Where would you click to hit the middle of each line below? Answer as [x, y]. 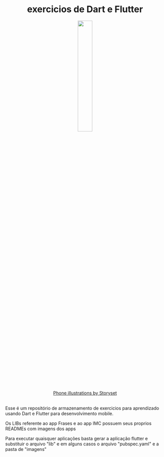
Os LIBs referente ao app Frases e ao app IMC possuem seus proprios [78, 423]
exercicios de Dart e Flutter [85, 9]
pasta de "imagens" [26, 449]
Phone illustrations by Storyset [85, 393]
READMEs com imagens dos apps [40, 429]
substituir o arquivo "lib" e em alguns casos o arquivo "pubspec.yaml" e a [82, 444]
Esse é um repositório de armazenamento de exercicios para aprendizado [82, 408]
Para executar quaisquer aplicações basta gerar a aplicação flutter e [77, 438]
